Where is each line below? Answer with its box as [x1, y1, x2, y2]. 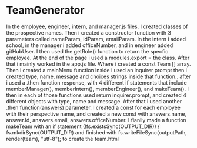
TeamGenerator [6, 4, 85, 17]
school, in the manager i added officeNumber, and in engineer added [6, 42, 173, 49]
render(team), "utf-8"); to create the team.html [6, 135, 119, 142]
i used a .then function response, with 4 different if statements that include [6, 79, 187, 86]
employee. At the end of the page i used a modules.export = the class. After [6, 54, 190, 61]
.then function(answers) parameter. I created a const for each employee [6, 104, 181, 111]
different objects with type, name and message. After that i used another [6, 97, 182, 105]
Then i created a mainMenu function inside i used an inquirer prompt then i [6, 66, 187, 73]
